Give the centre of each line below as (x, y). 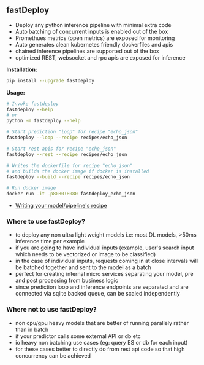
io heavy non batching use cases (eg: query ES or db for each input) (101, 342)
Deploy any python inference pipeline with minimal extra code (93, 25)
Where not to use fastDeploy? (51, 310)
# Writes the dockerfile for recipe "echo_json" (70, 165)
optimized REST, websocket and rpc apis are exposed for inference (100, 57)
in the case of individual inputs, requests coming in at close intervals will (106, 261)
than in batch (32, 329)
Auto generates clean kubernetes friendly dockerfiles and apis (94, 44)
